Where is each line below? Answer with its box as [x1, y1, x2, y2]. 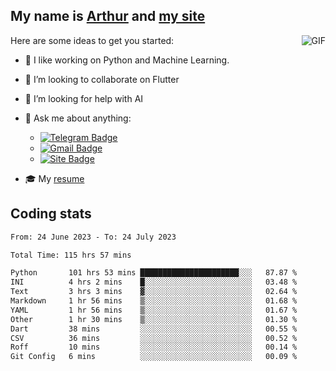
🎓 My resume [24, 172, 85, 184]
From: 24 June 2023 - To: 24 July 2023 [10, 232, 177, 242]
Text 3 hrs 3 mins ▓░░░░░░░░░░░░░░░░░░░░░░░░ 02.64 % [10, 287, 298, 297]
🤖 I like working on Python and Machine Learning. [24, 54, 230, 66]
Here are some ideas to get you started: [10, 34, 175, 46]
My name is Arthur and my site [10, 8, 206, 25]
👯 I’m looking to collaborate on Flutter [24, 73, 180, 85]
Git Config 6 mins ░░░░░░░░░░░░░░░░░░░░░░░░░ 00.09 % [10, 352, 298, 362]
